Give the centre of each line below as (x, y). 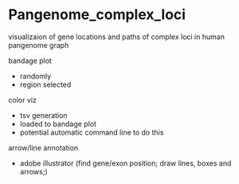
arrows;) (33, 171)
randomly (35, 76)
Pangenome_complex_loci (97, 15)
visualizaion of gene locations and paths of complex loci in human (117, 37)
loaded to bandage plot (58, 123)
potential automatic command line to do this (92, 132)
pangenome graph (39, 45)
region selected (45, 84)
